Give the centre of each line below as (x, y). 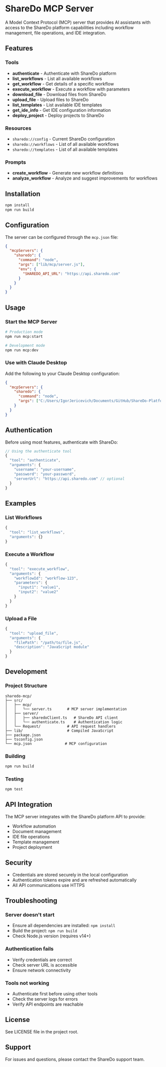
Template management (36, 842)
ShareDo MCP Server (49, 9)
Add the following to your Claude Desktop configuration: (62, 373)
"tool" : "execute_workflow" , (40, 569)
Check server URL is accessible (45, 965)
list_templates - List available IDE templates (57, 105)
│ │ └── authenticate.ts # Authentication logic (64, 722)
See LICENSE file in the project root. (42, 1031)
